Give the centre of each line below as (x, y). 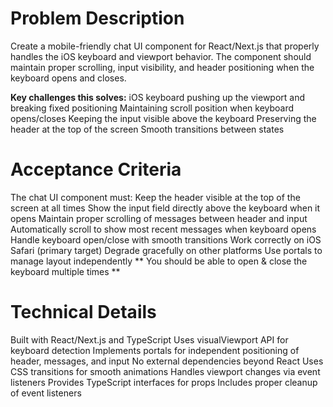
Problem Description (97, 18)
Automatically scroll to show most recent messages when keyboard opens (163, 229)
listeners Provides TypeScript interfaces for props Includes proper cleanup (164, 382)
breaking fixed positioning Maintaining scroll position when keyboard (152, 108)
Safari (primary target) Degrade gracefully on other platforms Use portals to (166, 250)
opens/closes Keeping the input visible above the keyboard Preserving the (163, 118)
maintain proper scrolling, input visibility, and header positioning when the (162, 67)
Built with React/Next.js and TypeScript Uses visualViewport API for (149, 339)
